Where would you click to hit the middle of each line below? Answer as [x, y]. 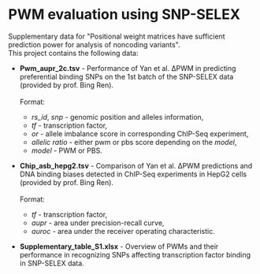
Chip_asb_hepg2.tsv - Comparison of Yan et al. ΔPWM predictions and [136, 165]
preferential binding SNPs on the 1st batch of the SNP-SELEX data [126, 76]
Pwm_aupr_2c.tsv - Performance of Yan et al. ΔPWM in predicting [128, 68]
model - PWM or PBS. [67, 150]
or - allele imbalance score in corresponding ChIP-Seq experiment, [140, 133]
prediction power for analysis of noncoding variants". [94, 44]
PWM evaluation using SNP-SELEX [124, 15]
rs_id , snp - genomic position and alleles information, [117, 117]
